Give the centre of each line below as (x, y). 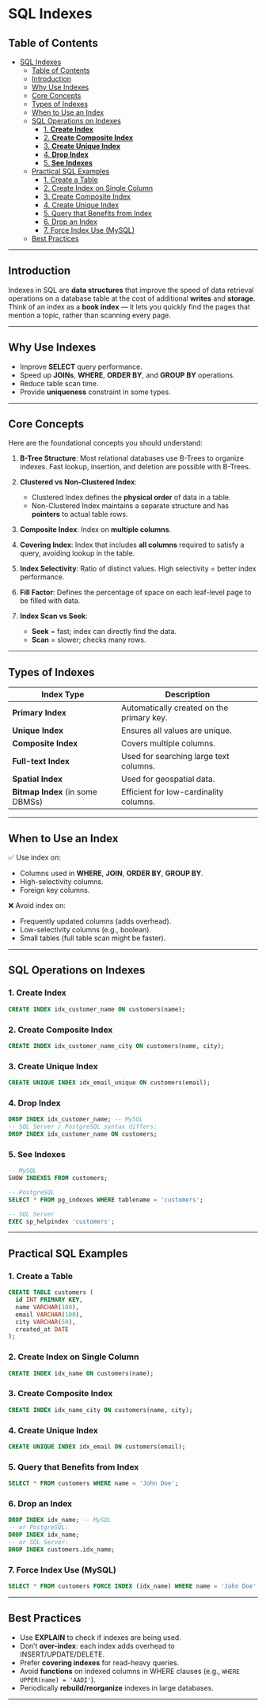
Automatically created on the (175, 708)
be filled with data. (50, 601)
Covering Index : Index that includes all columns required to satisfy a (132, 545)
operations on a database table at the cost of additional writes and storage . (132, 298)
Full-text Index (41, 761)
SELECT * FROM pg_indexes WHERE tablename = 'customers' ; (106, 1200)
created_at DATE (42, 1329)
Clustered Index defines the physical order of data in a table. (131, 497)
